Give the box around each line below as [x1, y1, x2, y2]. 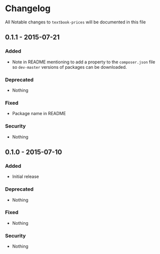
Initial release [12, 174, 39, 179]
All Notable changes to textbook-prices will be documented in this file [5, 19, 146, 25]
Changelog [5, 3, 51, 14]
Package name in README [12, 111, 66, 117]
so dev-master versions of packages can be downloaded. [12, 64, 127, 70]
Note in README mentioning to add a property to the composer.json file [12, 59, 155, 65]
